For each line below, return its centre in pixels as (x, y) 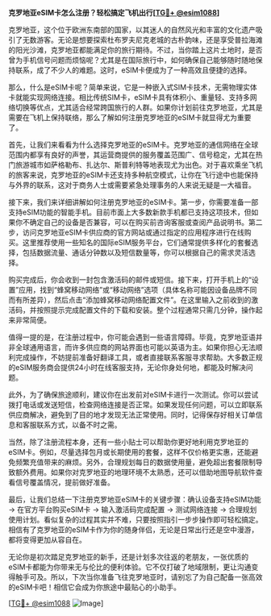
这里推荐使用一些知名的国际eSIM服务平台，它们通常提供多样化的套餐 (137, 242)
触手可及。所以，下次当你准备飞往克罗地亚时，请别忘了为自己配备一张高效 (139, 577)
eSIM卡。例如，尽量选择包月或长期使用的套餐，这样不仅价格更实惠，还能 (130, 452)
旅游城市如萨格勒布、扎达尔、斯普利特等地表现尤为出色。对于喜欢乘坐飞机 (139, 165)
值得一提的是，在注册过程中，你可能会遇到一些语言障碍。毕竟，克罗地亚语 (132, 337)
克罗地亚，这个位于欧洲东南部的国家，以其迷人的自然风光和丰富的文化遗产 (132, 30)
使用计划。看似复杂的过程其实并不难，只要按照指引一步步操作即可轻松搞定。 (135, 520)
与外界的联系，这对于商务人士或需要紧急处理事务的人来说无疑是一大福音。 (132, 185)
